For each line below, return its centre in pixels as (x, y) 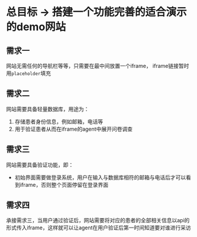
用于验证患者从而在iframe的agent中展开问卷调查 (74, 129)
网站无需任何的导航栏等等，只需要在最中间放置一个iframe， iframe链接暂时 (98, 66)
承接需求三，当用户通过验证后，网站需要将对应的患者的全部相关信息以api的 (98, 220)
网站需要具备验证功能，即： (40, 165)
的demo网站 (36, 27)
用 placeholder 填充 (29, 73)
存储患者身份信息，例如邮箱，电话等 (59, 121)
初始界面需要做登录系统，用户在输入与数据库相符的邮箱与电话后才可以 (100, 177)
